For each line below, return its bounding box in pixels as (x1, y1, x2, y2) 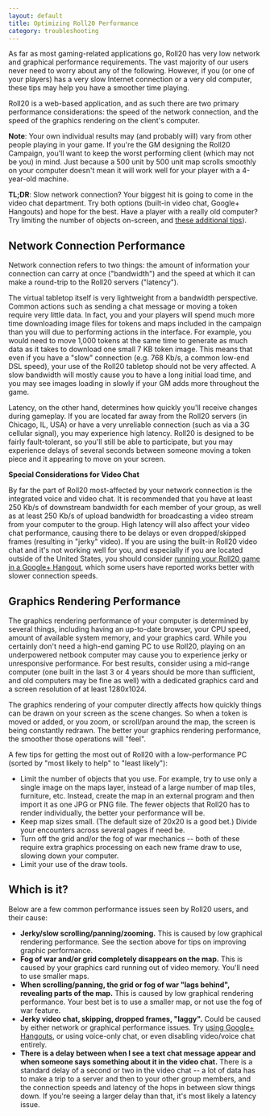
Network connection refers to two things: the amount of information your (8, 260, 250, 270)
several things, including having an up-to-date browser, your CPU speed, (8, 624, 251, 633)
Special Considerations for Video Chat (8, 470, 139, 479)
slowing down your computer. (19, 851, 119, 861)
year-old (8, 174, 37, 184)
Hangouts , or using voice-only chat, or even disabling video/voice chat (19, 1031, 255, 1040)
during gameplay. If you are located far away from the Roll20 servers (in (8, 412, 247, 421)
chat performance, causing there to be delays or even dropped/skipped (8, 529, 247, 538)
